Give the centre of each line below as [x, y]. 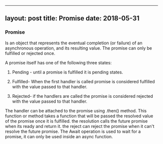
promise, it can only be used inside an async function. [59, 136]
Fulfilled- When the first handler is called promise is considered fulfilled [83, 81]
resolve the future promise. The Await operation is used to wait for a [73, 131]
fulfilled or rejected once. [30, 53]
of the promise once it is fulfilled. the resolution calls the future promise [76, 121]
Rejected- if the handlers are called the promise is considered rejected [82, 96]
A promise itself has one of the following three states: [58, 63]
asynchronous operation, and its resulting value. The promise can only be [79, 48]
